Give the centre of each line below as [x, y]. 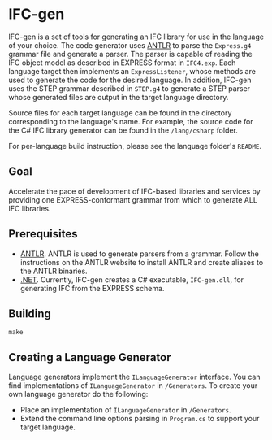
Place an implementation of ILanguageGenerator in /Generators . [125, 410]
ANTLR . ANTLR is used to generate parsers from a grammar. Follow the [140, 254]
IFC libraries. [30, 208]
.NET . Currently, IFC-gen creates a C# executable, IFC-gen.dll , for [132, 279]
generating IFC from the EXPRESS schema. [92, 288]
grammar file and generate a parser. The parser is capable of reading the [131, 54]
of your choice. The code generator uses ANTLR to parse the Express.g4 [130, 45]
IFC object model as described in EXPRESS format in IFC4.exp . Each [122, 63]
